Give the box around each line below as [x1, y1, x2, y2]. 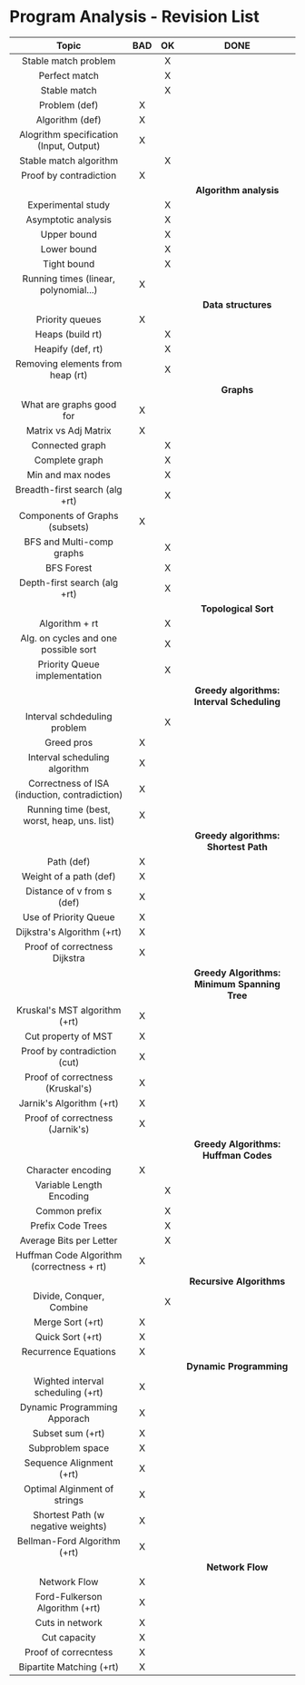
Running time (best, [26, 803, 111, 816]
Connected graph [31, 438, 106, 451]
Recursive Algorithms [189, 1275, 286, 1288]
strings [54, 1494, 84, 1506]
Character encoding [25, 1163, 112, 1176]
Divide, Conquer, [33, 1289, 105, 1302]
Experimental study [26, 198, 111, 211]
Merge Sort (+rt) [33, 1316, 104, 1328]
